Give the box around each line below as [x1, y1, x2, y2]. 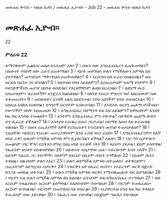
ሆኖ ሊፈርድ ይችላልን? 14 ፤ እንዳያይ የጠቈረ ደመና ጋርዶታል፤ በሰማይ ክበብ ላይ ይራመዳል [5, 119, 151, 125]
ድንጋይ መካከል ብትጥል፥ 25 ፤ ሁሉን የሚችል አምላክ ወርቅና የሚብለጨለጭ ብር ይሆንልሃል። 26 [5, 169, 161, 175]
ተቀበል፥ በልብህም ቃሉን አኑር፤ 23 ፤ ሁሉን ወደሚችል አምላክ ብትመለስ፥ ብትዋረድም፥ [5, 158, 146, 164]
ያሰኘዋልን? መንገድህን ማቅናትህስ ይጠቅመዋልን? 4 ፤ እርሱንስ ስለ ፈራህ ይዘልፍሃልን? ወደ [5, 74, 151, 80]
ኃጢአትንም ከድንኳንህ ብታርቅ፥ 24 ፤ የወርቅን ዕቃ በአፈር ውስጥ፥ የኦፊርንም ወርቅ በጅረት [5, 164, 153, 170]
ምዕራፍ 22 [5, 51, 27, 58]
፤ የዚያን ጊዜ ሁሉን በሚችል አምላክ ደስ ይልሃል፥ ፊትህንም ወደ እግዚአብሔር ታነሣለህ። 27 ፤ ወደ [5, 175, 161, 181]
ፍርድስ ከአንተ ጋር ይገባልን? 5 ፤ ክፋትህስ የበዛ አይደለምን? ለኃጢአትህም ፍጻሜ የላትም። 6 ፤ [5, 79, 156, 85]
